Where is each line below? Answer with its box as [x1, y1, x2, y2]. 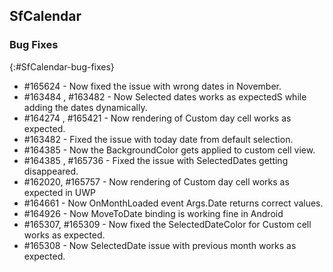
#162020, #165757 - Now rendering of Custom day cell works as [23, 175, 290, 188]
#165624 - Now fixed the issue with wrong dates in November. [23, 80, 282, 92]
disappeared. [23, 165, 79, 177]
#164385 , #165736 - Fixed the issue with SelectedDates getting [23, 154, 289, 166]
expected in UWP [23, 186, 96, 198]
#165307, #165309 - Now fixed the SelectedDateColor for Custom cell [23, 218, 312, 230]
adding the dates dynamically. [23, 101, 148, 113]
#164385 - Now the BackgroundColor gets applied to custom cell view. [23, 144, 316, 156]
